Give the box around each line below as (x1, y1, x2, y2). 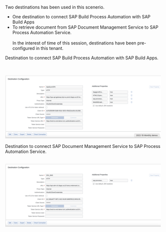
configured (12, 46, 35, 51)
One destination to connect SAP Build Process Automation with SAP (12, 14, 151, 19)
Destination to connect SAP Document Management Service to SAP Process (5, 143, 161, 149)
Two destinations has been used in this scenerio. (5, 4, 105, 10)
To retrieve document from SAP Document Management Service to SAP (12, 24, 159, 30)
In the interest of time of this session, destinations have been (12, 40, 137, 46)
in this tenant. (36, 46, 64, 51)
